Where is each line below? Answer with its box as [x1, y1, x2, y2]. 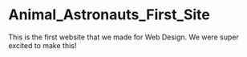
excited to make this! [8, 40, 77, 50]
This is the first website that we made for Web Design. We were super [8, 32, 239, 42]
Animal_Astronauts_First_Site [8, 6, 210, 24]
